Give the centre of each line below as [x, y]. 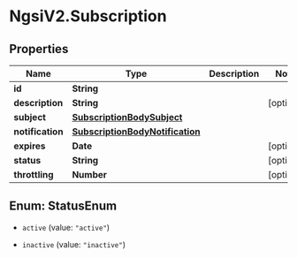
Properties [39, 49]
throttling [34, 175]
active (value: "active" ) [66, 227]
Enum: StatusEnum [63, 206]
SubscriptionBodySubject [127, 117]
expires [30, 146]
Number [90, 175]
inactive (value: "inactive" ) [74, 244]
